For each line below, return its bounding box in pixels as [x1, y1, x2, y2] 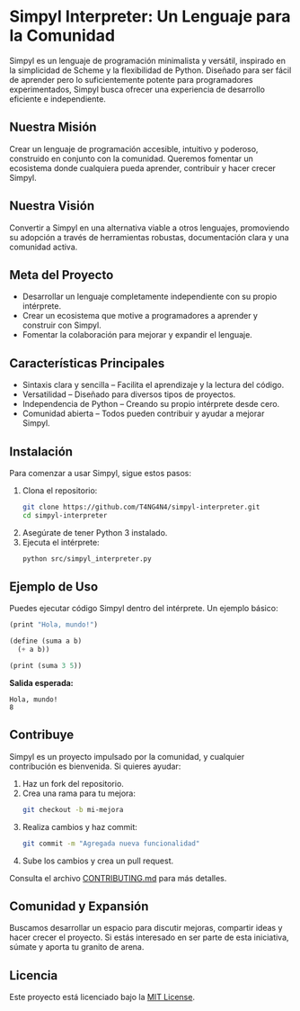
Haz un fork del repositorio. [22, 778, 124, 789]
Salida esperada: [9, 677, 74, 688]
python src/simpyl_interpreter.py [22, 554, 152, 564]
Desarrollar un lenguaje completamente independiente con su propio [22, 291, 278, 302]
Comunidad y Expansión [9, 898, 149, 914]
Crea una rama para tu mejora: [22, 788, 137, 799]
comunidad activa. [9, 241, 78, 252]
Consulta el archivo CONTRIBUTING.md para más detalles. [9, 872, 227, 883]
